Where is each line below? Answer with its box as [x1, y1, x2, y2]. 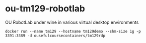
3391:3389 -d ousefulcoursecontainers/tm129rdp [5, 33, 106, 38]
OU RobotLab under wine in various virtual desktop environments [5, 19, 139, 25]
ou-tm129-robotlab [5, 3, 85, 14]
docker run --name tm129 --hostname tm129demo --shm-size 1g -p [5, 29, 141, 34]
